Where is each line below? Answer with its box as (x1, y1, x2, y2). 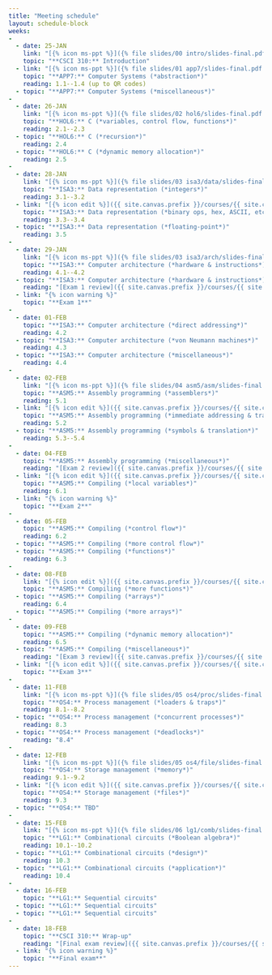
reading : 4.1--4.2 (23, 268, 85, 277)
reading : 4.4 (23, 359, 67, 367)
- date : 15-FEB (15, 818, 67, 827)
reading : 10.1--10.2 (23, 841, 92, 850)
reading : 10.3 (23, 857, 70, 865)
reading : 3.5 (23, 230, 67, 239)
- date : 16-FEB (15, 887, 67, 895)
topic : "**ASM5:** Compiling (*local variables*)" (23, 479, 198, 487)
